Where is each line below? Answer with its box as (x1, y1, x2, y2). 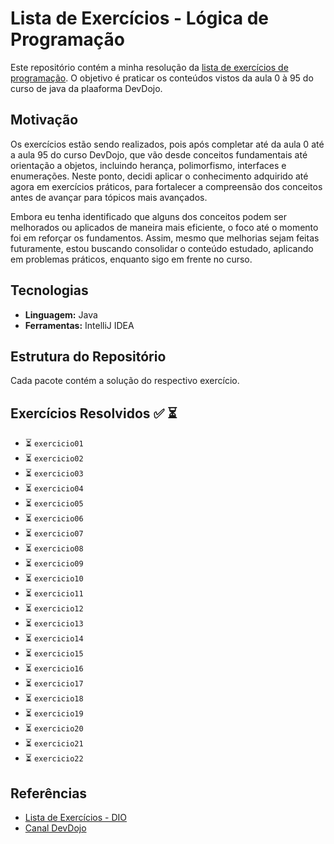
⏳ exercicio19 (24, 707, 84, 719)
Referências (10, 785, 88, 802)
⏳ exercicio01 (24, 437, 84, 449)
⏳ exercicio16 (24, 662, 84, 674)
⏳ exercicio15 (24, 647, 84, 659)
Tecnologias (10, 282, 89, 299)
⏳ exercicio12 (24, 602, 84, 614)
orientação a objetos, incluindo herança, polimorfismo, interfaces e (10, 159, 287, 171)
